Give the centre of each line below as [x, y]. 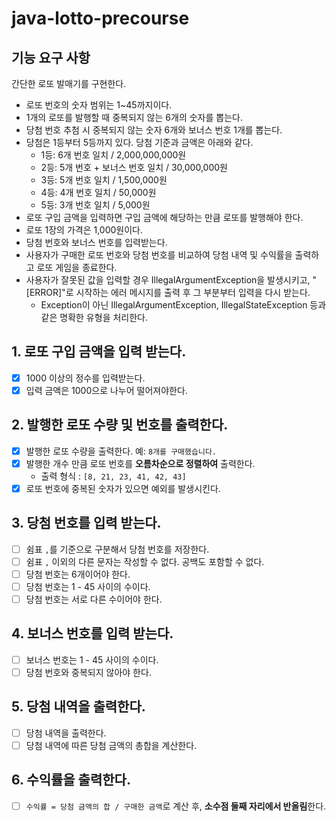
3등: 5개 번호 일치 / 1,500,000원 [104, 180]
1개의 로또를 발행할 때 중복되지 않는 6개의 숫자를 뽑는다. [134, 117]
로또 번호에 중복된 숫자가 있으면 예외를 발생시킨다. [123, 488]
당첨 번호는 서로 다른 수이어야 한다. [94, 599]
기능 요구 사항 [51, 57]
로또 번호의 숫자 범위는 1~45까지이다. [99, 105]
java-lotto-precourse [100, 18]
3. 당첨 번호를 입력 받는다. [86, 523]
